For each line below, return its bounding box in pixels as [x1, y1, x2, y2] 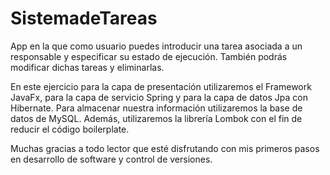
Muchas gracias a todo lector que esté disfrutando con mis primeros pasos [10, 142, 320, 154]
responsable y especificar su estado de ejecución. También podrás [10, 50, 288, 62]
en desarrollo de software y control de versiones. [10, 153, 213, 165]
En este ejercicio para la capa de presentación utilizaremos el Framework [10, 80, 312, 92]
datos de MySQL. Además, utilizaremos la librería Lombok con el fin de [10, 112, 303, 124]
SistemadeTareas [10, 7, 158, 30]
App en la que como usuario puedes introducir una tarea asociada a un [10, 40, 303, 52]
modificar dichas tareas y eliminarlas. [10, 61, 165, 73]
